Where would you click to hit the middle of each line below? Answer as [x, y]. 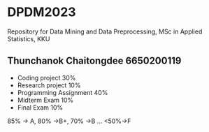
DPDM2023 [42, 12]
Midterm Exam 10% [45, 100]
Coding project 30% [46, 78]
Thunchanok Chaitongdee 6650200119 [94, 61]
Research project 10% [49, 85]
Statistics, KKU [29, 38]
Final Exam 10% [40, 107]
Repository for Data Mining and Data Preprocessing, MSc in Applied [105, 31]
